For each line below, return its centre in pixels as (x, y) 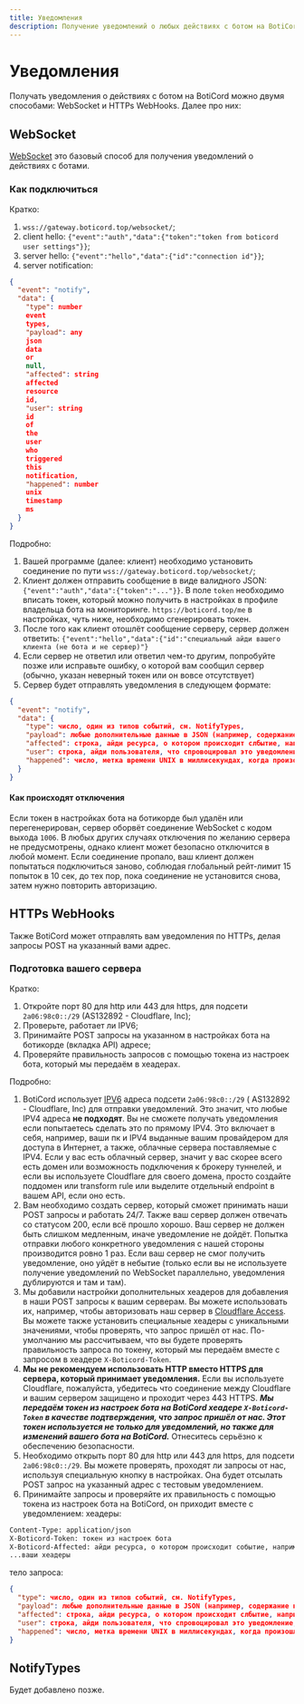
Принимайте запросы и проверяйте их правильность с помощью (149, 1494)
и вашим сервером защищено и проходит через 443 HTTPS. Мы (148, 1397)
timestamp (44, 501)
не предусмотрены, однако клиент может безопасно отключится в (139, 847)
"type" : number (54, 307)
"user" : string (54, 408)
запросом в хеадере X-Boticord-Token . (97, 1359)
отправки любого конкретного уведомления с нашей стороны (143, 1243)
